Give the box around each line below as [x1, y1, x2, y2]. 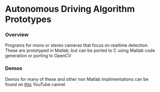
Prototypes [5, 14, 51, 25]
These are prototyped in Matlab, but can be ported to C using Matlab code [5, 47, 155, 53]
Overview [5, 31, 29, 38]
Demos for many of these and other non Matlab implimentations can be [5, 76, 149, 82]
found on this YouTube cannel [5, 81, 65, 87]
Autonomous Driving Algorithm [5, 3, 135, 15]
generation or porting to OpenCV [5, 53, 72, 59]
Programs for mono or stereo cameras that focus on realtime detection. [5, 43, 149, 48]
